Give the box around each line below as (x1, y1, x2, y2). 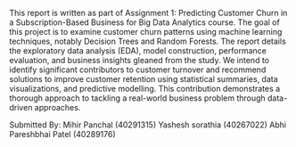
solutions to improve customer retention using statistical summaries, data (9, 74, 278, 84)
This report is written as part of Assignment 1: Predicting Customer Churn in (9, 8, 288, 18)
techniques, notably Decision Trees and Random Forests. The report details (9, 36, 287, 46)
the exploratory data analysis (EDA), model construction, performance (9, 45, 267, 56)
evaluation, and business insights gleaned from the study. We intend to (9, 55, 270, 65)
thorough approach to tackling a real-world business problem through (9, 93, 266, 103)
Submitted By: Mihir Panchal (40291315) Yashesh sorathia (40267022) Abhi (9, 119, 287, 130)
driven (9, 102, 33, 112)
